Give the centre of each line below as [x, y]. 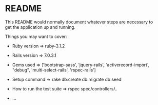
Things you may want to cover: [36, 36]
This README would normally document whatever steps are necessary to [79, 22]
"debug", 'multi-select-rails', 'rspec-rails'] [54, 70]
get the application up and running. [40, 27]
